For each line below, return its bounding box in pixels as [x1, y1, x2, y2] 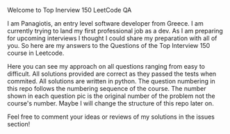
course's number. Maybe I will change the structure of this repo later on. [7, 99, 214, 107]
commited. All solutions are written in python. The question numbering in [7, 77, 215, 85]
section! [7, 120, 31, 128]
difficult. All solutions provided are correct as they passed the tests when [7, 69, 217, 78]
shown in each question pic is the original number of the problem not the [7, 92, 215, 100]
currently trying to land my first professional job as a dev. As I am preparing [7, 27, 224, 35]
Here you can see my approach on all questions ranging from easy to [7, 62, 206, 70]
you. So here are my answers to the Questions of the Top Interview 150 [7, 42, 211, 49]
